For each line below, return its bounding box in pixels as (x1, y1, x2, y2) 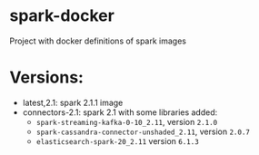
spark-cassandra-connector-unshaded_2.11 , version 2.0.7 (35, 126, 250, 137)
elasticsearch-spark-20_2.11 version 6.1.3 (35, 135, 200, 146)
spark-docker (9, 5, 115, 26)
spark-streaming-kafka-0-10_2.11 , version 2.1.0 (35, 116, 218, 127)
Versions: (9, 67, 85, 88)
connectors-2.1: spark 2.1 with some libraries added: (22, 106, 218, 118)
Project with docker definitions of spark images (9, 35, 186, 46)
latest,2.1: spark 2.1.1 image (22, 97, 124, 108)
